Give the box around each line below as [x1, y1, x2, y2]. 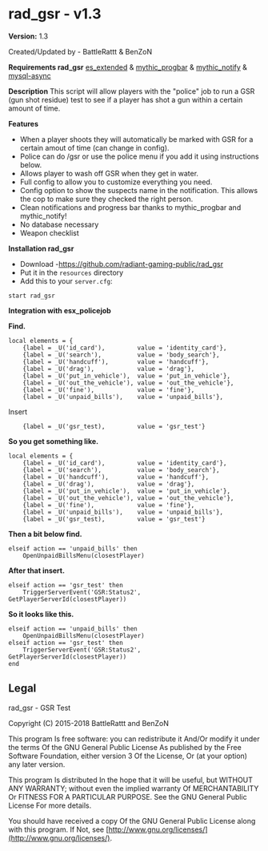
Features [8, 119, 38, 128]
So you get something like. [8, 436, 98, 446]
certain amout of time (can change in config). [19, 143, 170, 152]
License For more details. [8, 801, 92, 810]
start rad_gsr [8, 292, 56, 300]
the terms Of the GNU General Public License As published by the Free [8, 742, 242, 752]
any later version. [8, 759, 66, 769]
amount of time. [8, 103, 61, 113]
